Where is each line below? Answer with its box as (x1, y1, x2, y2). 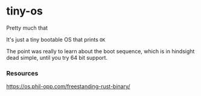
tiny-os (6, 4, 43, 18)
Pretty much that (6, 24, 48, 31)
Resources (6, 69, 39, 77)
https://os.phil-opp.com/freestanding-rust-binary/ (6, 83, 131, 90)
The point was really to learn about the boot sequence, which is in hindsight (6, 47, 195, 55)
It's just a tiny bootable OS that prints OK (6, 36, 106, 43)
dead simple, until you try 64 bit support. (6, 54, 107, 61)
